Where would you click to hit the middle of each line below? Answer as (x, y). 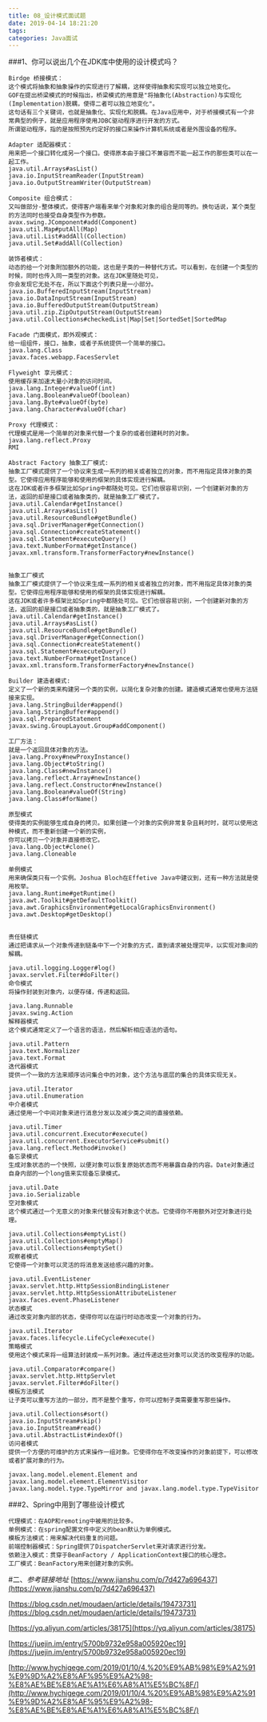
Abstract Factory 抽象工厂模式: (59, 463)
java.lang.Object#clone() (51, 847)
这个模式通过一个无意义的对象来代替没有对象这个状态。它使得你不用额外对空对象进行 (127, 1212)
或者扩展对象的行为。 (38, 1461)
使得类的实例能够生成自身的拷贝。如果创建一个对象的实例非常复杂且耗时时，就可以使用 (130, 823)
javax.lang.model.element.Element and (73, 1475)
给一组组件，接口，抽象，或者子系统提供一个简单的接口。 (89, 344)
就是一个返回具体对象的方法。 (50, 750)
